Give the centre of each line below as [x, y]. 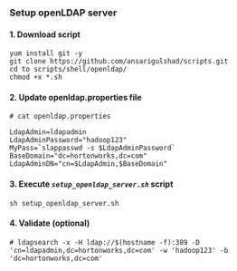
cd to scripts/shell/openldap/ [68, 70]
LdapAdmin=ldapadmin [48, 132]
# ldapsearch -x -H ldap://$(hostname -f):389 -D [105, 242]
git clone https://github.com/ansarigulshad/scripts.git [119, 62]
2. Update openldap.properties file [76, 97]
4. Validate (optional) [50, 223]
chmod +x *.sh [36, 77]
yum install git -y [46, 53]
